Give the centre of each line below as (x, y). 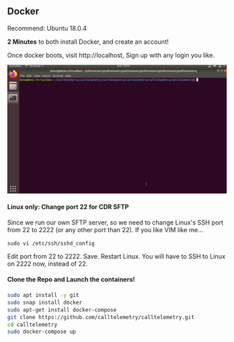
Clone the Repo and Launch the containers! (71, 279)
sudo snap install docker (45, 302)
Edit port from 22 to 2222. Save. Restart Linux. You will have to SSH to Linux (116, 256)
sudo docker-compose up (42, 332)
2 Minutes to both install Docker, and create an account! (88, 42)
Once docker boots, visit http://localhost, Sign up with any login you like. (111, 55)
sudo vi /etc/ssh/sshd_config (51, 243)
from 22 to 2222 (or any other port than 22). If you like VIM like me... (105, 229)
